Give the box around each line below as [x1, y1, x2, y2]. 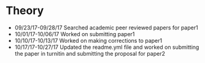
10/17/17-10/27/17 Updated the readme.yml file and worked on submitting [14, 43, 199, 51]
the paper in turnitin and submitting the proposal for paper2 [14, 50, 165, 57]
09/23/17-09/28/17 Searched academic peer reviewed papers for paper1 [14, 24, 198, 31]
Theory [6, 4, 44, 18]
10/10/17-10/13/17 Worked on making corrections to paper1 [14, 37, 163, 44]
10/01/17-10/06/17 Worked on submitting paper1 [14, 30, 135, 37]
